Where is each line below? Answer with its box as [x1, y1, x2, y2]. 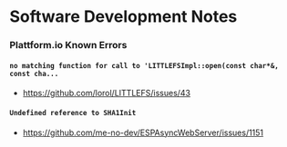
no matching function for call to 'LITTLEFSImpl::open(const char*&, [9, 61, 280, 70]
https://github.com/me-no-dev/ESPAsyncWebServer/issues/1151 [22, 127, 264, 138]
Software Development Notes [9, 6, 238, 27]
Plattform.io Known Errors [9, 39, 128, 52]
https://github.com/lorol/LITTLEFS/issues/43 [22, 88, 191, 99]
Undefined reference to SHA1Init [9, 108, 137, 117]
